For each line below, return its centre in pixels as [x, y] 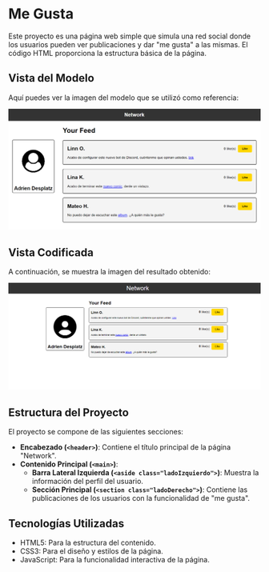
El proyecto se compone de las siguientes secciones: [96, 432]
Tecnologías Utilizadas [66, 524]
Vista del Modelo [51, 78]
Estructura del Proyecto [69, 412]
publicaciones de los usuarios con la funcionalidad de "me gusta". [141, 498]
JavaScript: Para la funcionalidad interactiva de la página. [114, 559]
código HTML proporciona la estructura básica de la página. [107, 53]
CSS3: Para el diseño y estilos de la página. [92, 551]
